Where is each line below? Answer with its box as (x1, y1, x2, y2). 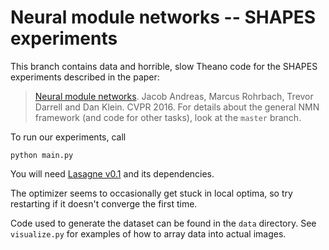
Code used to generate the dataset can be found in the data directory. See (10, 217, 317, 229)
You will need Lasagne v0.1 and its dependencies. (10, 167, 215, 180)
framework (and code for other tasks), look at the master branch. (34, 111, 302, 123)
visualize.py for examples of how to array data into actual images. (10, 227, 287, 240)
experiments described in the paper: (10, 71, 160, 83)
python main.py (10, 150, 74, 160)
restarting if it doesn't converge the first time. (10, 197, 198, 210)
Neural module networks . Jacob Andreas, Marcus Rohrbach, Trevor (34, 90, 314, 102)
